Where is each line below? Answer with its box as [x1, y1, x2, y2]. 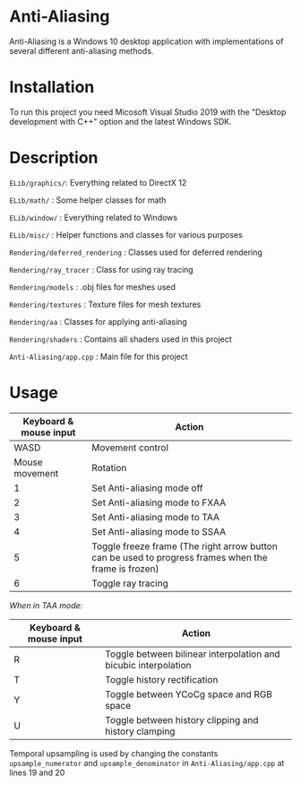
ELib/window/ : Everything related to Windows [9, 212, 177, 222]
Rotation [91, 461, 127, 474]
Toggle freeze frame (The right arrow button [91, 540, 278, 553]
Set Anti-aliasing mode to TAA [91, 510, 220, 523]
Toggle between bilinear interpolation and [104, 648, 280, 660]
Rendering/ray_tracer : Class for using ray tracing [9, 264, 194, 275]
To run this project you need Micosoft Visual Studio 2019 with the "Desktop [9, 106, 287, 118]
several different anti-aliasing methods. [9, 45, 154, 56]
